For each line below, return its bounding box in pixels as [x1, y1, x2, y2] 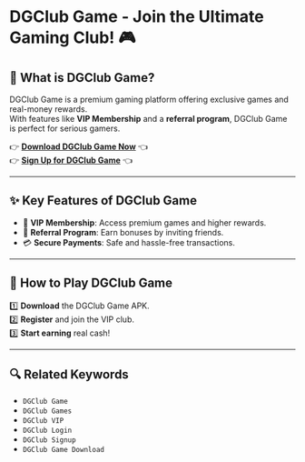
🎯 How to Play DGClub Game [9, 276, 173, 291]
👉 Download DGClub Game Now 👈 [9, 141, 148, 152]
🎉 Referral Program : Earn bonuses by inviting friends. [22, 226, 224, 237]
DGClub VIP [22, 417, 64, 426]
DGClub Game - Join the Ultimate [9, 6, 265, 27]
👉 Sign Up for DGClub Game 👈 [9, 155, 133, 166]
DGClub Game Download [22, 446, 104, 455]
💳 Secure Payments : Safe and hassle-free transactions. [22, 236, 236, 247]
